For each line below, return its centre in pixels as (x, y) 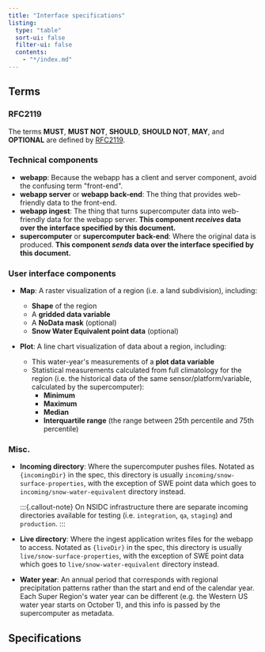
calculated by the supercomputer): (88, 387)
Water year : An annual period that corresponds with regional (119, 580)
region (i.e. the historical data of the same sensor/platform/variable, (141, 379)
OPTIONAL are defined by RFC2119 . (67, 140)
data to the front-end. (82, 202)
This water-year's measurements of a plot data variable (123, 362)
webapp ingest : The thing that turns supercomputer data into (120, 211)
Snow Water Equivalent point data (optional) (105, 331)
